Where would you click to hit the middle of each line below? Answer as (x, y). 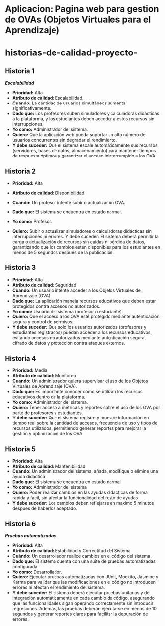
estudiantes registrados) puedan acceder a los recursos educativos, (82, 332)
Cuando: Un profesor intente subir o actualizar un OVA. (69, 202)
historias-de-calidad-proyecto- (71, 53)
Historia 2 (21, 171)
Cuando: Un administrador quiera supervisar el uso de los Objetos (80, 381)
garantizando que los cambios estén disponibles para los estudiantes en (86, 247)
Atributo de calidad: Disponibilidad (48, 193)
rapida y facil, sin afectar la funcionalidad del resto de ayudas (75, 498)
